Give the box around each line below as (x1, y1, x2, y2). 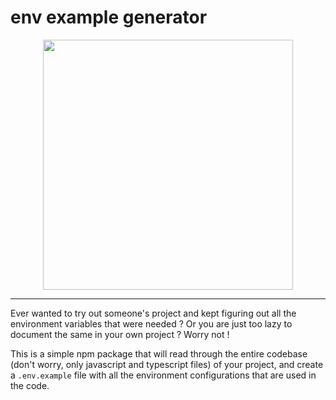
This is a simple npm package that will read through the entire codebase (10, 347, 308, 360)
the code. (10, 379, 50, 391)
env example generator (10, 6, 208, 29)
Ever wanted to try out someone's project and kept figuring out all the (10, 307, 297, 319)
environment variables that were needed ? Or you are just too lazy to (10, 317, 293, 330)
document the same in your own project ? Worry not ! (10, 328, 230, 340)
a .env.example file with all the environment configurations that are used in (10, 369, 317, 381)
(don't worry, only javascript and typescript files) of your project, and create (10, 358, 324, 370)
